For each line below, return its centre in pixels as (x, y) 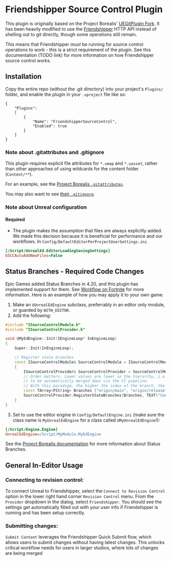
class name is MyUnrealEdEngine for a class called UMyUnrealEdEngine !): (86, 420)
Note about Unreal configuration (46, 207)
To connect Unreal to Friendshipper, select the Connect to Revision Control (85, 491)
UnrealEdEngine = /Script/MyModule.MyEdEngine (53, 434)
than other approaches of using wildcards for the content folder (72, 169)
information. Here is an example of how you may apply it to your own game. (84, 295)
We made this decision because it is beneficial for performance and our (88, 236)
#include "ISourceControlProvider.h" (45, 330)
